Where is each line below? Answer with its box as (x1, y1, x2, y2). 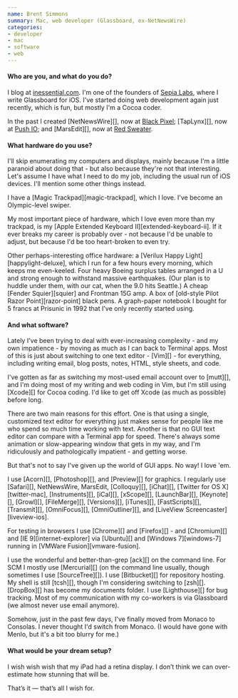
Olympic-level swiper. (7, 201, 71, 210)
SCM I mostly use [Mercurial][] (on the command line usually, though (7, 563, 210, 572)
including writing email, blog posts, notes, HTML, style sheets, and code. (7, 359, 222, 368)
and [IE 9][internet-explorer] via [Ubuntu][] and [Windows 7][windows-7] (7, 534, 222, 543)
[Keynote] (199, 490, 229, 499)
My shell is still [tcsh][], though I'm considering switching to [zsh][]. (7, 578, 206, 587)
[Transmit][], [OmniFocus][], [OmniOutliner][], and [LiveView (7, 505, 185, 514)
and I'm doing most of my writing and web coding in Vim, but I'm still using (7, 381, 227, 389)
